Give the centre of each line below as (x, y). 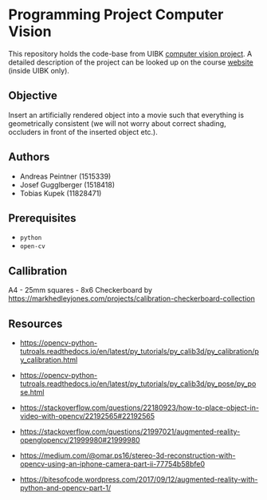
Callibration (38, 271)
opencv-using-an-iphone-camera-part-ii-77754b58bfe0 (112, 464)
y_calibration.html (49, 360)
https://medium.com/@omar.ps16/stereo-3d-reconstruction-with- (128, 455)
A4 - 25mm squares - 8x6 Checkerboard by (80, 290)
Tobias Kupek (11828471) (61, 193)
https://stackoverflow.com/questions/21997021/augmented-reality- (130, 431)
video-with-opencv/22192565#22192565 (87, 416)
